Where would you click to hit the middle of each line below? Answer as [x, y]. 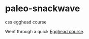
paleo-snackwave [43, 9]
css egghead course [26, 22]
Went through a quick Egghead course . [45, 31]
